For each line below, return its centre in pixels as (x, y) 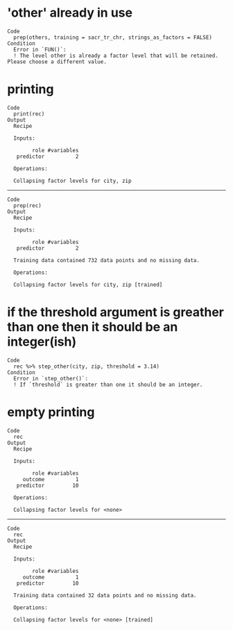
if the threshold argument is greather (115, 313)
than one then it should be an (93, 327)
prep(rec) (27, 205)
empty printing (51, 412)
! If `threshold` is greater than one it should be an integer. (108, 385)
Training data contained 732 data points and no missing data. (106, 260)
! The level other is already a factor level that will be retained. (116, 56)
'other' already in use (70, 13)
